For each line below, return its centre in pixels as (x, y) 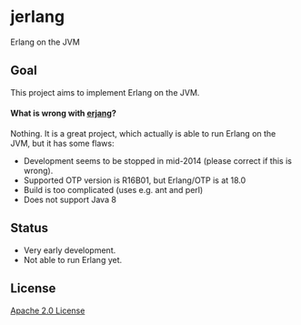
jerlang (38, 17)
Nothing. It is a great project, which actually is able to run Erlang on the (143, 133)
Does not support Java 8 (70, 199)
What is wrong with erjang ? (63, 113)
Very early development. (70, 250)
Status (30, 228)
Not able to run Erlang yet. (73, 259)
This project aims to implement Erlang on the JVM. (105, 92)
